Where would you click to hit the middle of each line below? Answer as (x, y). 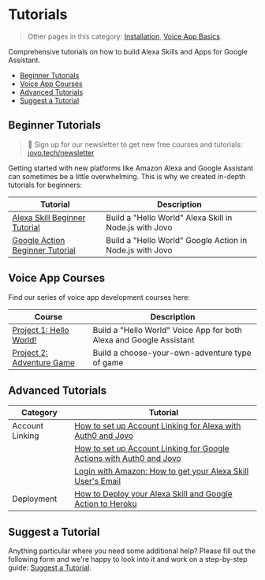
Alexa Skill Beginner (49, 217)
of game (108, 362)
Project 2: (30, 353)
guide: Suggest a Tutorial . (50, 568)
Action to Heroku (106, 504)
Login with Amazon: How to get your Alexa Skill (162, 471)
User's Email (97, 481)
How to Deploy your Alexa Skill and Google (153, 494)
